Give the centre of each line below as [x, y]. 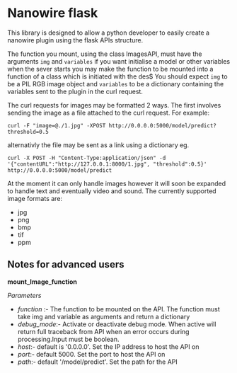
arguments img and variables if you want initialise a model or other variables [119, 61]
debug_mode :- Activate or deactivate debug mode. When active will [117, 324]
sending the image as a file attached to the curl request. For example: [109, 113]
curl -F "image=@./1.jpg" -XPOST [57, 125]
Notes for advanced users [66, 264]
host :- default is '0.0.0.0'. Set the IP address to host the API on [108, 346]
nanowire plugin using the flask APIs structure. [75, 40]
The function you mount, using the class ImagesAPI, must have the [105, 54]
